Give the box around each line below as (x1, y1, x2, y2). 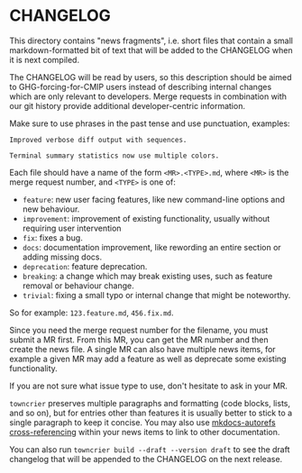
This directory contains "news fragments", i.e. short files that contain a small (9, 35, 293, 46)
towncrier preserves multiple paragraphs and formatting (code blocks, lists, (9, 397, 291, 408)
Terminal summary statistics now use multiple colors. (9, 150, 220, 160)
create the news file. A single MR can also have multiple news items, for (9, 343, 277, 354)
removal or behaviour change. (22, 280, 134, 291)
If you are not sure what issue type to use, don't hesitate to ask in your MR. (9, 380, 288, 391)
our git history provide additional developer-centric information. (9, 100, 246, 111)
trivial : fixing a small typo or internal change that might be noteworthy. (22, 289, 291, 300)
